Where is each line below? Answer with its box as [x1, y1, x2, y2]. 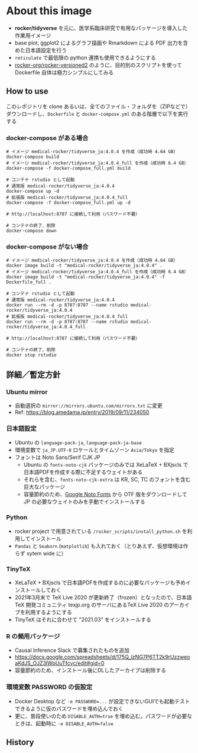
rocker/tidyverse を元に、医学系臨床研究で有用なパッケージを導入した [14, 24, 188, 31]
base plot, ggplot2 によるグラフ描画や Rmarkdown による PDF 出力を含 [14, 39, 189, 46]
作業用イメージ [14, 31, 51, 39]
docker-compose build [6, 154, 60, 160]
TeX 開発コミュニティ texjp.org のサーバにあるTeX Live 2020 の [14, 601, 170, 608]
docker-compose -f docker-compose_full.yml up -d [6, 200, 131, 206]
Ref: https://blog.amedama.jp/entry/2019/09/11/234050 [14, 409, 150, 416]
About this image [6, 4, 92, 18]
